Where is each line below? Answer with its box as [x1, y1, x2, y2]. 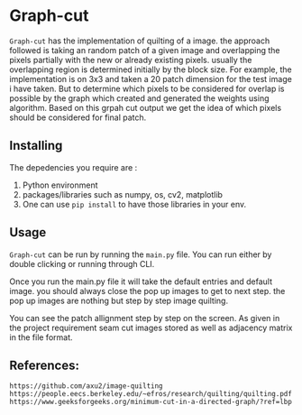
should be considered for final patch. [9, 112, 147, 123]
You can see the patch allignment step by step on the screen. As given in [9, 312, 280, 323]
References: [9, 357, 79, 373]
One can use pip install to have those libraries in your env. [22, 198, 247, 209]
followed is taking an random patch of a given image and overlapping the [9, 44, 280, 55]
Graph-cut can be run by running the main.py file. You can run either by [9, 249, 272, 260]
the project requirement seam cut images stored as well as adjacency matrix [9, 322, 293, 333]
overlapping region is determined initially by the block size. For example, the [9, 64, 292, 75]
